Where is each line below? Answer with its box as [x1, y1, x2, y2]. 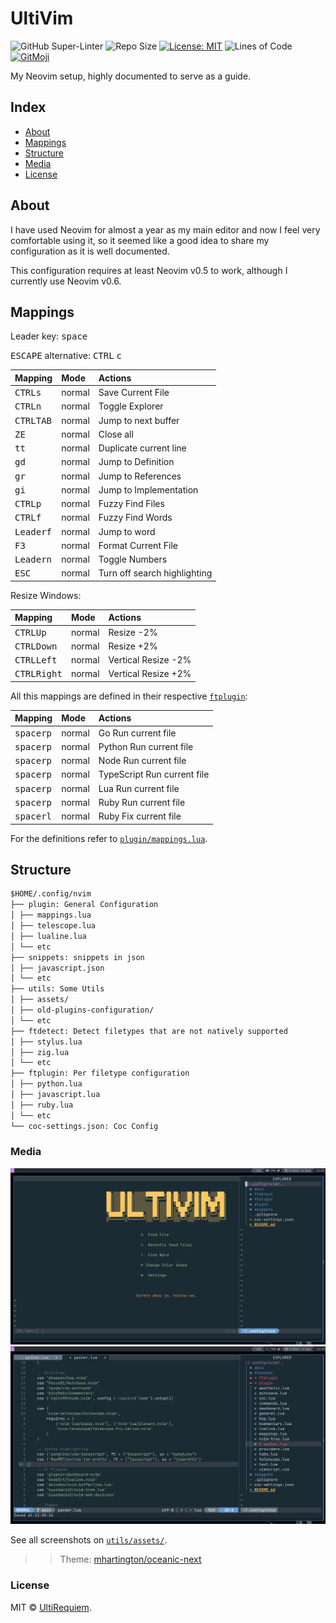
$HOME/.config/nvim [10, 889, 92, 899]
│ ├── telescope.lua [10, 921, 97, 931]
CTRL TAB [14, 415, 53, 426]
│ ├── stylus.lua [10, 1037, 83, 1047]
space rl [14, 811, 53, 822]
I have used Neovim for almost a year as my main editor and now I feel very [10, 223, 321, 236]
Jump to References [98, 470, 182, 482]
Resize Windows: [10, 589, 82, 601]
